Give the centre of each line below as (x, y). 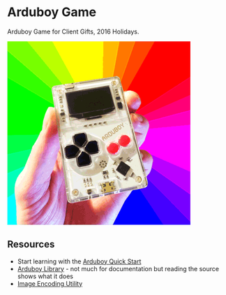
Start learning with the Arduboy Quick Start (79, 261)
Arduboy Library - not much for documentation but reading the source (118, 268)
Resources (31, 244)
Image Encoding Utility (50, 283)
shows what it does (45, 276)
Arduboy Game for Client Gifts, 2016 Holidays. (73, 31)
